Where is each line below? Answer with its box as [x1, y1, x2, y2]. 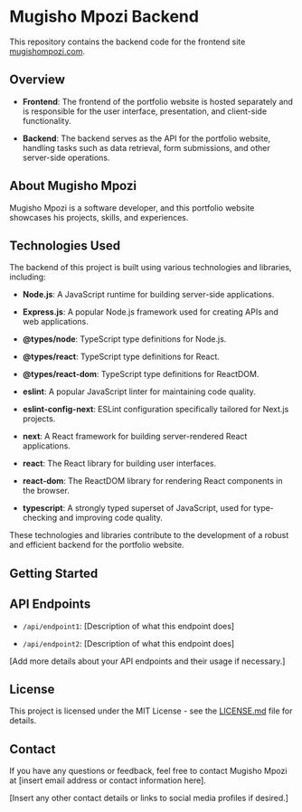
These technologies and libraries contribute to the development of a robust [9, 530, 289, 541]
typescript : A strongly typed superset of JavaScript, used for [22, 503, 251, 514]
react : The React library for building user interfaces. [22, 458, 217, 469]
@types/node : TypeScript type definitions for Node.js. [22, 334, 227, 345]
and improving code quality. [59, 513, 163, 524]
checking [22, 513, 58, 524]
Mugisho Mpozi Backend [9, 6, 199, 27]
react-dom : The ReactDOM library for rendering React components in [22, 476, 283, 486]
